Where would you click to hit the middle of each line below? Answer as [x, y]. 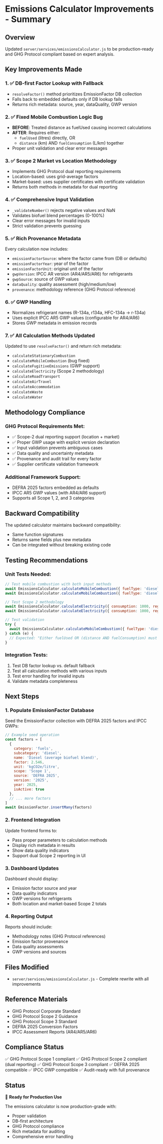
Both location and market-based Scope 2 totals [59, 903]
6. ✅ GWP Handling [28, 302]
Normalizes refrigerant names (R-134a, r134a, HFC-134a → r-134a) [79, 313]
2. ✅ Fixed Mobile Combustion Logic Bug [54, 117]
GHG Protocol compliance [38, 1126]
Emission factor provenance [40, 941]
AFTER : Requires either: [36, 132]
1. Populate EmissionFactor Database [50, 711]
